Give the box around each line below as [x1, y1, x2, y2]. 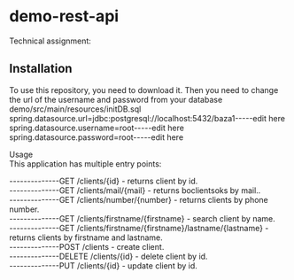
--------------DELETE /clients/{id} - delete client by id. [9, 251, 208, 261]
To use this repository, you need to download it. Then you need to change [9, 84, 279, 95]
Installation [9, 61, 73, 76]
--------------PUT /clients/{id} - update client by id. [9, 260, 197, 271]
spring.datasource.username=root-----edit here [9, 122, 184, 133]
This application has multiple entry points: [9, 158, 162, 169]
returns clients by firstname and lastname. [9, 232, 163, 243]
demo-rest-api [9, 6, 120, 27]
